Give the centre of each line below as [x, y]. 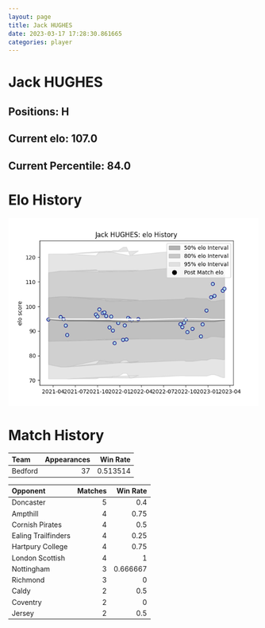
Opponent [29, 491]
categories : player [40, 42]
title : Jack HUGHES [40, 25]
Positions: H [39, 111]
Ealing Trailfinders [41, 536]
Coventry [27, 602]
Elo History [45, 200]
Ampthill [25, 513]
